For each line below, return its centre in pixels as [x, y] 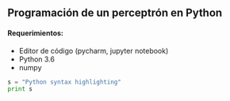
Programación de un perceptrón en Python [115, 13]
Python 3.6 [36, 59]
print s [20, 89]
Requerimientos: [36, 33]
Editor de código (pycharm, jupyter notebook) [94, 50]
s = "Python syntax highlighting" [65, 82]
